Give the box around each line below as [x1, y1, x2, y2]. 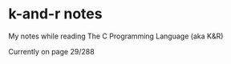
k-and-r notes [8, 5, 103, 23]
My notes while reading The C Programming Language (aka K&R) [8, 31, 224, 41]
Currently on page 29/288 [8, 46, 95, 56]
